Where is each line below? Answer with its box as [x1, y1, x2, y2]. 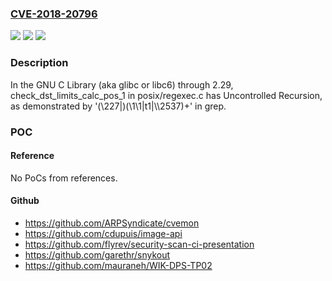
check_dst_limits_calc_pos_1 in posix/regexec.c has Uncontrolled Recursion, [10, 89, 323, 101]
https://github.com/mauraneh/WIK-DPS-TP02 [24, 259, 213, 271]
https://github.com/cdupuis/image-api [24, 227, 183, 239]
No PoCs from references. [10, 172, 118, 184]
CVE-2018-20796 [10, 7, 98, 21]
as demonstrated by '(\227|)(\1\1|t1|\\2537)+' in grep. [10, 100, 227, 112]
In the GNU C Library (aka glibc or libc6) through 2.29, [10, 78, 234, 91]
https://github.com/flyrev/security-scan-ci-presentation [24, 238, 255, 250]
